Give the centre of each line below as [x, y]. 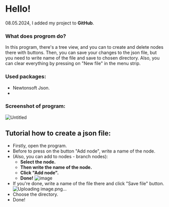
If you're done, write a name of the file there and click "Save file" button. [88, 183]
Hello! [18, 9]
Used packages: [26, 77]
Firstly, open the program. [40, 145]
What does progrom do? [36, 36]
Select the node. [38, 162]
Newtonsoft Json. [31, 87]
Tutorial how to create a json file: [58, 134]
